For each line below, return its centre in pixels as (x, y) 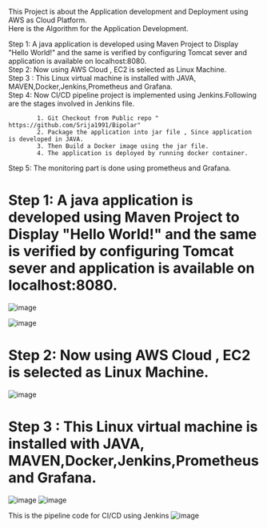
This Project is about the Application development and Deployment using (128, 12)
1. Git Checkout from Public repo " (98, 118)
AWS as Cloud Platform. (48, 20)
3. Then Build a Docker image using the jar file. (123, 146)
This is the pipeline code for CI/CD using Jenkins (89, 515)
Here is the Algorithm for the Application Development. (99, 28)
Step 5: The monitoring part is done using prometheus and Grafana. (120, 168)
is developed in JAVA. (46, 139)
